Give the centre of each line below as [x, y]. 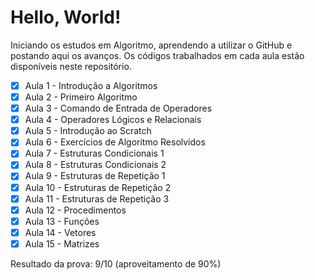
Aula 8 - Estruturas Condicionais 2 [95, 165]
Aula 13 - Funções [62, 221]
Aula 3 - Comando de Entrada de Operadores [118, 108]
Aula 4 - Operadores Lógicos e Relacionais [113, 120]
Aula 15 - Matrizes [62, 243]
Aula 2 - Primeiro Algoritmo [81, 97]
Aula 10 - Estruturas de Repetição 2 [98, 187]
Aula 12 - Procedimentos [75, 210]
